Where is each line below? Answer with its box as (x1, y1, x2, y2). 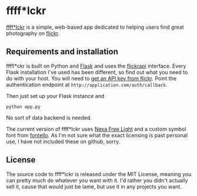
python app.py (6, 104, 41, 110)
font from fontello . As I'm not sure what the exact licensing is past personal (6, 131, 188, 138)
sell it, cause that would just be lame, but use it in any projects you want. (6, 183, 182, 190)
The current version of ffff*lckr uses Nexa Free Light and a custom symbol (6, 125, 186, 133)
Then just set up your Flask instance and (6, 92, 105, 99)
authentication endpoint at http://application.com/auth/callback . (6, 81, 168, 88)
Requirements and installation (6, 47, 119, 57)
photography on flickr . (6, 29, 60, 36)
